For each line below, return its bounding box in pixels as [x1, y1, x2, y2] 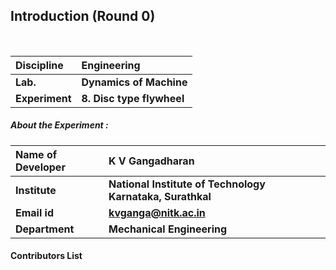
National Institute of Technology [108, 177, 266, 191]
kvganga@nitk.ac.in [108, 205, 206, 219]
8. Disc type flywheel [81, 91, 185, 105]
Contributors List [10, 250, 83, 262]
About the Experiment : [10, 119, 109, 131]
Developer [15, 160, 66, 174]
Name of [15, 147, 58, 161]
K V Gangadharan [108, 154, 195, 168]
